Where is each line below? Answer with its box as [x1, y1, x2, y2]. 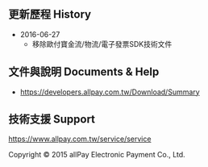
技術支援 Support [8, 112, 95, 127]
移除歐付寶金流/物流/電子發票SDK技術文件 [31, 39, 173, 48]
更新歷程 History [8, 7, 92, 22]
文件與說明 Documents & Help [8, 65, 160, 79]
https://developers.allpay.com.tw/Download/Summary [19, 87, 200, 97]
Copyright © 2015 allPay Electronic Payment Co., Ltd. [8, 150, 185, 160]
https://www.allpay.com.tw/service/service [8, 134, 152, 144]
